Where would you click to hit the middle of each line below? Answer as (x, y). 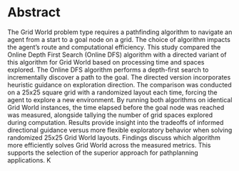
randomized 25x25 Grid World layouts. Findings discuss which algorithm (114, 137)
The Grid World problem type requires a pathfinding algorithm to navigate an (120, 32)
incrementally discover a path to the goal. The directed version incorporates (119, 77)
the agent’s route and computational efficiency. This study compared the (114, 47)
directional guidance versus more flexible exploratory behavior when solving (120, 130)
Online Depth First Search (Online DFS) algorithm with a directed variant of (117, 55)
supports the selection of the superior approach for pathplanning (103, 153)
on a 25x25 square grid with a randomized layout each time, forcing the (112, 92)
